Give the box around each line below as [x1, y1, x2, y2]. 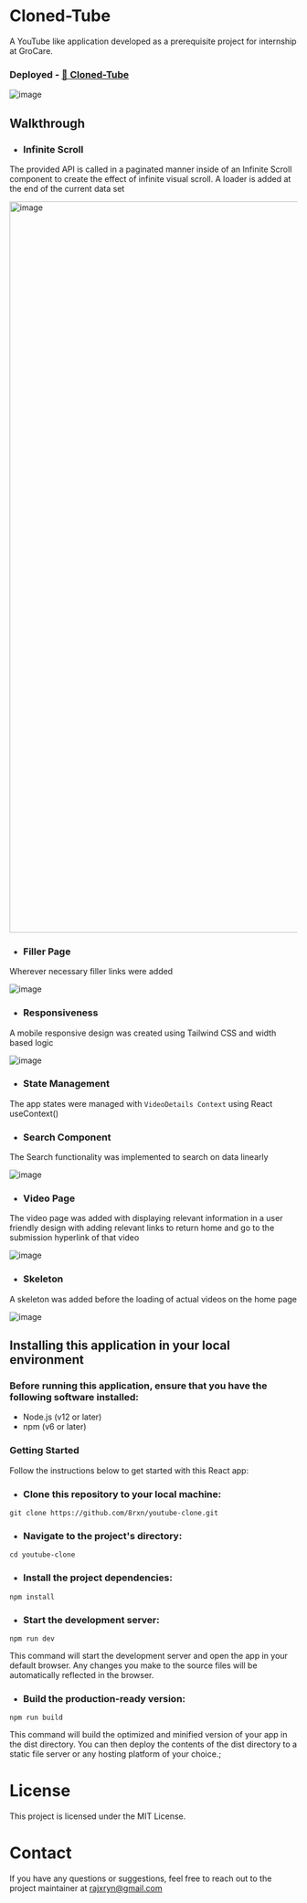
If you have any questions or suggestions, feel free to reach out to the [9, 1873, 272, 1884]
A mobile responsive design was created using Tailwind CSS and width [9, 1027, 277, 1038]
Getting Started [9, 1444, 79, 1457]
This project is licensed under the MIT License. [9, 1811, 186, 1822]
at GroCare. [9, 45, 53, 56]
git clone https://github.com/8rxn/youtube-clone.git [9, 1508, 219, 1517]
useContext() [9, 1108, 59, 1119]
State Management [22, 1078, 110, 1090]
